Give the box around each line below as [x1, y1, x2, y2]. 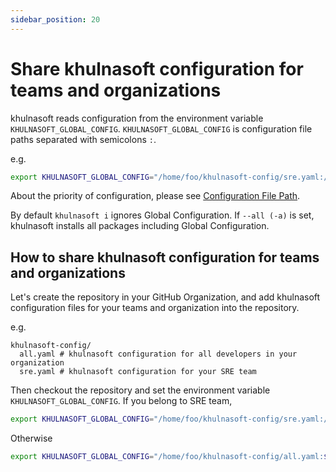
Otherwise [10, 432, 53, 445]
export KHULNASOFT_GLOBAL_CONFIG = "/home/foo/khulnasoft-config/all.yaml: [10, 452, 325, 462]
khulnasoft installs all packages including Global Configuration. [10, 220, 270, 232]
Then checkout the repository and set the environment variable [10, 384, 271, 396]
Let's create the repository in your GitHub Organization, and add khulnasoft [10, 291, 321, 303]
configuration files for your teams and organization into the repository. [10, 302, 300, 314]
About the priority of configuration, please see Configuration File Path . [10, 190, 301, 202]
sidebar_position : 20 [10, 14, 101, 25]
